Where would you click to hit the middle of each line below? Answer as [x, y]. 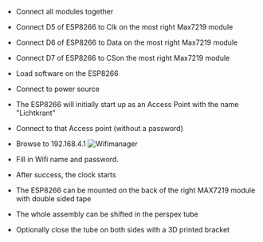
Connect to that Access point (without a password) [99, 128]
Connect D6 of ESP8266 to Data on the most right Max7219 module [127, 42]
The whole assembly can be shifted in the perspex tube [107, 214]
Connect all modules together [65, 12]
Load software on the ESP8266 [67, 73]
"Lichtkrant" [35, 113]
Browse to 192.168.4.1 [51, 144]
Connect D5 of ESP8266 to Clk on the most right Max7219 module [124, 27]
